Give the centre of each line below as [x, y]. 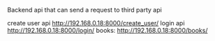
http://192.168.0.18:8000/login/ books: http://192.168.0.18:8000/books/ [107, 30]
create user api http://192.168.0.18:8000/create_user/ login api [96, 23]
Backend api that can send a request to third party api [84, 10]
